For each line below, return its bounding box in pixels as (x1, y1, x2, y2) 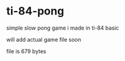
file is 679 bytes (6, 47, 47, 55)
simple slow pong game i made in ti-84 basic (6, 24, 120, 31)
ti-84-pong (6, 4, 65, 18)
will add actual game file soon (6, 36, 81, 43)
